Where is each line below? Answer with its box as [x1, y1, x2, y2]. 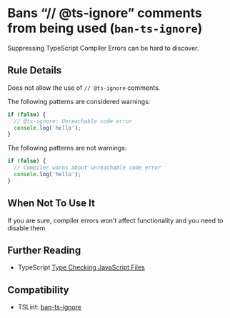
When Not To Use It [7, 198, 95, 210]
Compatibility [7, 284, 69, 296]
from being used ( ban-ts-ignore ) [7, 20, 203, 36]
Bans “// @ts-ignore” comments [7, 5, 202, 21]
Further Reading [7, 244, 81, 256]
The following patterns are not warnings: [7, 144, 127, 153]
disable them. [7, 223, 48, 232]
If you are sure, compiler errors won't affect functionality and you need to [7, 216, 224, 225]
